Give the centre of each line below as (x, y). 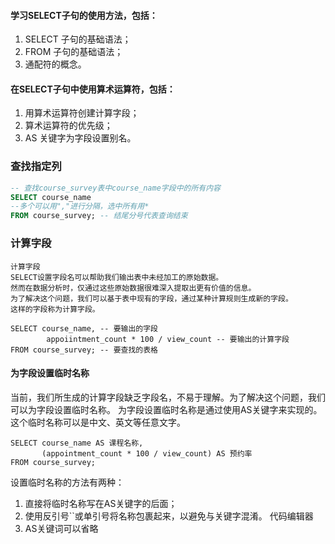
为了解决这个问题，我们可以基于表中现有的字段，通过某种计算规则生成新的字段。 (151, 298)
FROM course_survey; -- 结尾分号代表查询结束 (99, 216)
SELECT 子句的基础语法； (78, 39)
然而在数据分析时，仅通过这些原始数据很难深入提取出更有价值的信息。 (133, 288)
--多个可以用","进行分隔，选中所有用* (80, 206)
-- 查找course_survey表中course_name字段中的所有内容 (115, 188)
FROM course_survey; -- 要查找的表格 (84, 350)
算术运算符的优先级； (68, 126)
